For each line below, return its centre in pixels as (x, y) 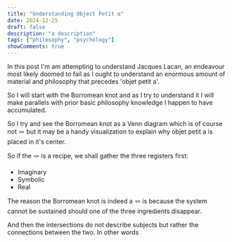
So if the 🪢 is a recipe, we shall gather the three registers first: (98, 156)
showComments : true (36, 46)
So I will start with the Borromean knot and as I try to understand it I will (111, 95)
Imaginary (32, 172)
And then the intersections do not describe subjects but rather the (103, 225)
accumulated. (27, 110)
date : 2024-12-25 (33, 20)
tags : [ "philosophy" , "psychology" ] (61, 40)
